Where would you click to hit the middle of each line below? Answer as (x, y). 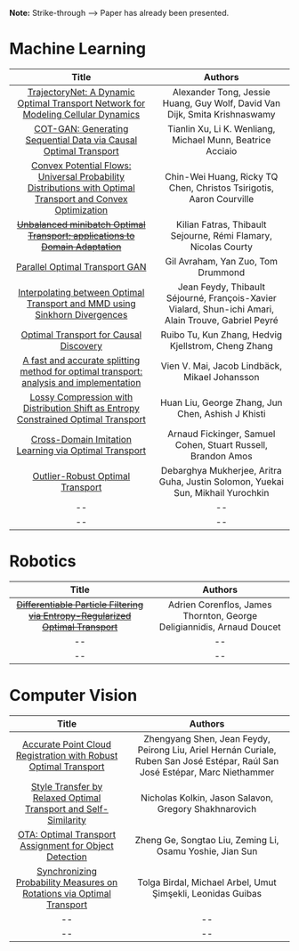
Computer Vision (73, 696)
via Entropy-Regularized (80, 615)
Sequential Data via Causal (81, 140)
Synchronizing (67, 871)
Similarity (67, 820)
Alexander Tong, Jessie (222, 92)
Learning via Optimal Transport (81, 451)
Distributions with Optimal (81, 188)
